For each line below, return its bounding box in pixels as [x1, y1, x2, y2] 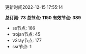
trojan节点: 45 [12, 31, 41, 37]
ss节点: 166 [12, 25, 35, 31]
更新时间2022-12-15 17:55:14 [5, 4, 63, 10]
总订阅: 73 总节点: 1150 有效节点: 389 [5, 15, 81, 21]
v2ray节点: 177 [12, 37, 42, 43]
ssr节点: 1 [12, 44, 32, 49]
